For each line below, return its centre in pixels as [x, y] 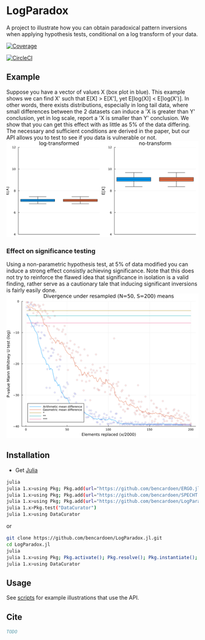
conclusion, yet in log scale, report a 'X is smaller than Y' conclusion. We [98, 118]
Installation [28, 455]
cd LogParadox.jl [28, 544]
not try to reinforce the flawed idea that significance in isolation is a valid [98, 277]
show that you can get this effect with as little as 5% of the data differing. [98, 124]
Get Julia [26, 470]
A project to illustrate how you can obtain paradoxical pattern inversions [97, 28]
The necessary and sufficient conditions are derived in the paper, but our [98, 131]
